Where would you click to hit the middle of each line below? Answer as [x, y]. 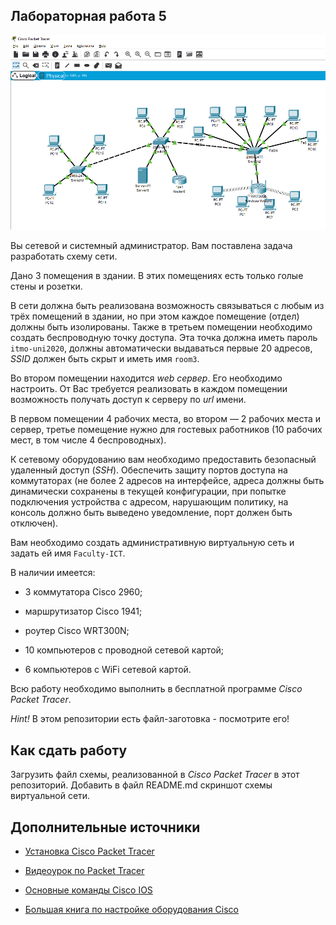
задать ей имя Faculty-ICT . [68, 553]
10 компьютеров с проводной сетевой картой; [124, 650]
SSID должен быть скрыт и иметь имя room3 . [105, 359]
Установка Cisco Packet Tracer [89, 851]
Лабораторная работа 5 [88, 16]
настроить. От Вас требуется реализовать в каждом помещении [149, 389]
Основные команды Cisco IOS [88, 890]
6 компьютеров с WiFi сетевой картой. [108, 670]
